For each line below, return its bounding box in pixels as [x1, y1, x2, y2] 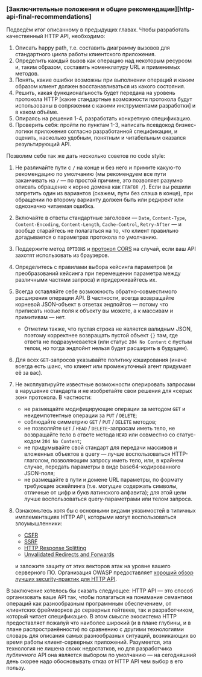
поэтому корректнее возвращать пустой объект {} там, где [24, 332, 178, 339]
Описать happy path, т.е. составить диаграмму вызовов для [14, 44, 170, 51]
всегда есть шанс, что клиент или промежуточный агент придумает [14, 363, 192, 370]
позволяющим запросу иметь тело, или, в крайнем [51, 457, 184, 464]
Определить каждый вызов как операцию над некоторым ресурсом [14, 57, 192, 65]
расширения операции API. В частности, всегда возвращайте [14, 294, 175, 302]
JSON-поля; [24, 470, 55, 477]
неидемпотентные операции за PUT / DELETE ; [24, 412, 137, 419]
